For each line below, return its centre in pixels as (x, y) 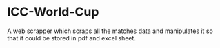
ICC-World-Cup (53, 12)
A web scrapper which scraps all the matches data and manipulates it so (110, 31)
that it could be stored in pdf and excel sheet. (72, 38)
